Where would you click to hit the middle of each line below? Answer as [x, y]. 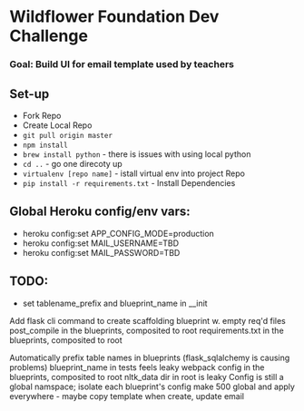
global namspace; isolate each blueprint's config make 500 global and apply [152, 387]
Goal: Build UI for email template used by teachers [122, 64]
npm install [45, 145]
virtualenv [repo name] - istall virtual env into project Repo [133, 173]
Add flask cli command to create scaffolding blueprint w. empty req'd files [147, 320]
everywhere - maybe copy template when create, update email [127, 396]
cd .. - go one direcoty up [72, 163]
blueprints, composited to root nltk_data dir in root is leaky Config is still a [147, 377]
